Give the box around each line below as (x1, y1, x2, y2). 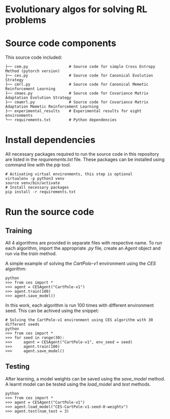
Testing (5, 362, 30, 371)
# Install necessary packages (5, 185, 70, 190)
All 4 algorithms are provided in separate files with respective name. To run (5, 240, 162, 246)
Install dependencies (5, 134, 95, 146)
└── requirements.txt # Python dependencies (5, 118, 117, 123)
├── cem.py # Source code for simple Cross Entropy (5, 64, 156, 69)
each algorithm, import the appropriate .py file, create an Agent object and (5, 245, 161, 252)
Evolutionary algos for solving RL (5, 4, 148, 15)
